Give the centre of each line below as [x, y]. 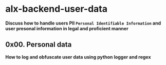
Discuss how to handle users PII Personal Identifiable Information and [83, 23]
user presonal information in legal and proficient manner [67, 28]
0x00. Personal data [39, 45]
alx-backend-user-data [57, 9]
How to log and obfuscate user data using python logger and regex [78, 57]
